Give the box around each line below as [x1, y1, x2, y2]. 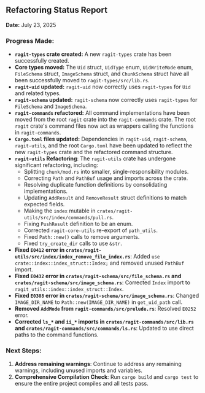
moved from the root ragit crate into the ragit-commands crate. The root [14, 116, 196, 123]
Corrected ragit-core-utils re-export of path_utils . [23, 227, 158, 234]
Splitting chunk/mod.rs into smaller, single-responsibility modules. [23, 168, 189, 176]
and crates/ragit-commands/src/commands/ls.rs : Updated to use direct [14, 325, 194, 332]
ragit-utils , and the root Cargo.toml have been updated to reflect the [14, 142, 193, 149]
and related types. [14, 90, 61, 97]
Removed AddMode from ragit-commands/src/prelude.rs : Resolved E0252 [14, 305, 196, 313]
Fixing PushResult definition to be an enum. [23, 220, 133, 228]
